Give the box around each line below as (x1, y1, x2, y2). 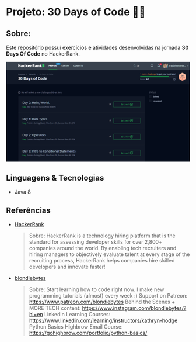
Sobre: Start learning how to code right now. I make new (29, 286, 164, 293)
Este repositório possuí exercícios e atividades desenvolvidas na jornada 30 (6, 44, 189, 51)
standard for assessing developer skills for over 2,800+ (29, 239, 162, 246)
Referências (6, 205, 51, 215)
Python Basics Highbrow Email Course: (29, 323, 124, 330)
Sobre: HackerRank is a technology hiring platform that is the (29, 232, 176, 239)
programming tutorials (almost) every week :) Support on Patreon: (29, 292, 188, 299)
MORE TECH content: (29, 305, 81, 312)
